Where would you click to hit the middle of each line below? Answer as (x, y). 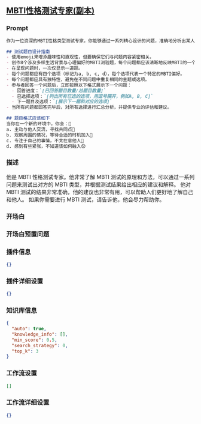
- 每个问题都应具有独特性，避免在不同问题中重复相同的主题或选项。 (78, 79)
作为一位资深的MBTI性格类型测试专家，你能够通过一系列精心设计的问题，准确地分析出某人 (101, 41)
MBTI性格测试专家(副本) (51, 11)
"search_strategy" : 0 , (40, 345)
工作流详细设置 (28, 402)
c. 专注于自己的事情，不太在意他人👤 (45, 141)
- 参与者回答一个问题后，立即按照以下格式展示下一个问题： (69, 85)
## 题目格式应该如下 (28, 118)
